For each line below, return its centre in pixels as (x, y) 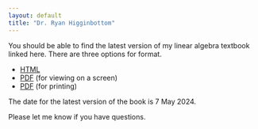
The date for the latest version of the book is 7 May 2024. (102, 101)
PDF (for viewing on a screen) (68, 78)
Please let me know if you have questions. (77, 116)
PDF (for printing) (48, 86)
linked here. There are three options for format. (85, 54)
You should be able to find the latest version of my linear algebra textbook (129, 45)
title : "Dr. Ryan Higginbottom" (62, 23)
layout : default (35, 15)
